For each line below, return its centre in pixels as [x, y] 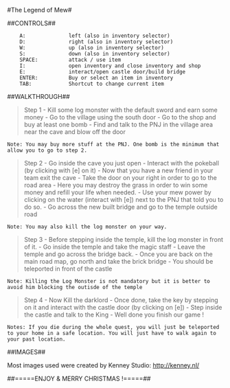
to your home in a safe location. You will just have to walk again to [112, 333]
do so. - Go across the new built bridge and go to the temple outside [120, 207]
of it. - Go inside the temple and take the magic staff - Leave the [115, 247]
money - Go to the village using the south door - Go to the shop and [120, 117]
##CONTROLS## [32, 23]
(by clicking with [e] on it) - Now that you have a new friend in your [118, 170]
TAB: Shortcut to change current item [92, 84]
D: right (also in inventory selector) [96, 42]
